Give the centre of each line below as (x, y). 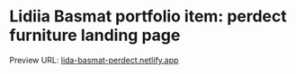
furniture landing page (95, 35)
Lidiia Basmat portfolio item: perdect (148, 16)
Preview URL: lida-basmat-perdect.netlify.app (94, 60)
